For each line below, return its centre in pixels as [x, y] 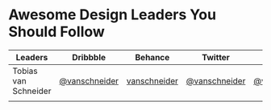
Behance [152, 57]
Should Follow [56, 32]
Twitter [215, 57]
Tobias [25, 71]
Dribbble [89, 57]
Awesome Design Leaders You [112, 15]
